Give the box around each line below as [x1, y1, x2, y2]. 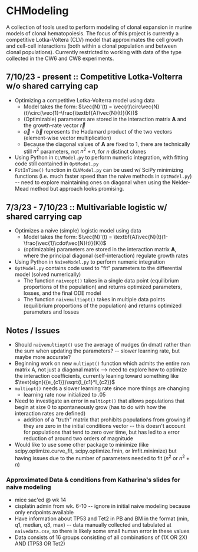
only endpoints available [14, 508, 74, 516]
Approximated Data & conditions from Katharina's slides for [6, 475, 181, 484]
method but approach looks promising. [30, 185, 124, 192]
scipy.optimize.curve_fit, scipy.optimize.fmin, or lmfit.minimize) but [14, 447, 177, 454]
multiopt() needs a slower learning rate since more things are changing [14, 385, 190, 392]
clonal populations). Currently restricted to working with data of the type [6, 48, 181, 55]
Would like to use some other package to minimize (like [14, 441, 149, 448]
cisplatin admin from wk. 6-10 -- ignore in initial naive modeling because [14, 502, 190, 510]
